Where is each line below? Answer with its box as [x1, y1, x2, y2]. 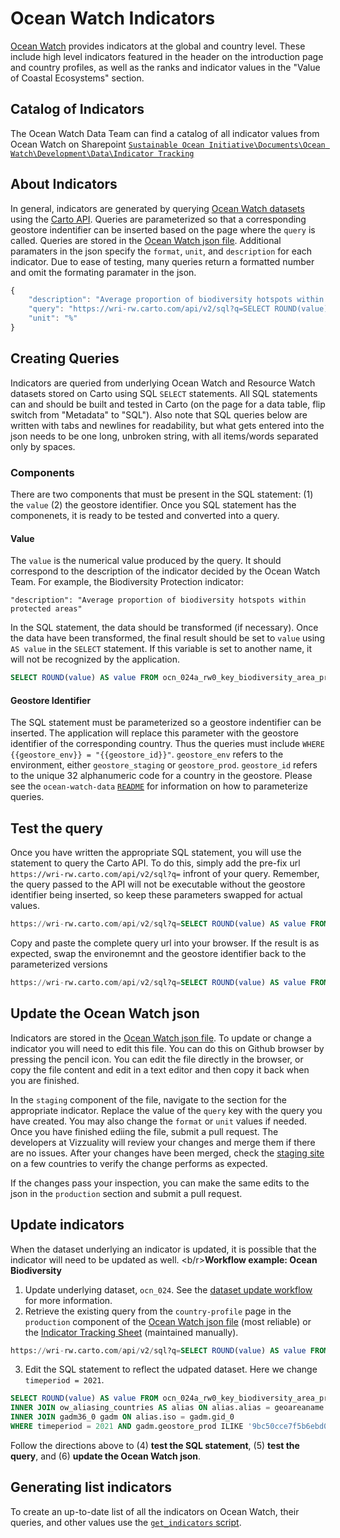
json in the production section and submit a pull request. [10, 1187, 243, 1199]
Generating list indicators [10, 1479, 172, 1496]
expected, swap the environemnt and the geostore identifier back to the [10, 948, 307, 960]
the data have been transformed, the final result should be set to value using [10, 632, 325, 644]
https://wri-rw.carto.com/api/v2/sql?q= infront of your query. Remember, [10, 868, 320, 880]
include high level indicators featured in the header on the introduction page [10, 50, 324, 62]
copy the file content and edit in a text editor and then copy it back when [10, 1063, 310, 1076]
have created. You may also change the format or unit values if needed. [10, 1115, 308, 1127]
